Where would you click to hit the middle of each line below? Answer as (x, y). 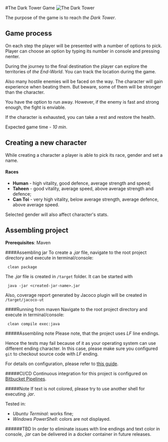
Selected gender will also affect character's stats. (57, 214)
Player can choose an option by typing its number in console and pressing (82, 51)
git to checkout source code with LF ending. (52, 353)
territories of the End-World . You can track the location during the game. (81, 71)
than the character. (25, 92)
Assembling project (37, 230)
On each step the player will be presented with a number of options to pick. (84, 46)
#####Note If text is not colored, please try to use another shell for (75, 388)
